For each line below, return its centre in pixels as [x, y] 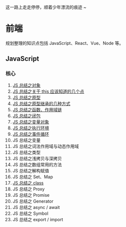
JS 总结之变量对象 [31, 122]
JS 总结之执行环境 [31, 128]
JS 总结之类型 [27, 152]
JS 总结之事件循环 [31, 134]
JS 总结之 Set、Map [33, 177]
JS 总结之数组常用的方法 [37, 165]
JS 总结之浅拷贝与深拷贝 [37, 158]
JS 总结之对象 [27, 85]
